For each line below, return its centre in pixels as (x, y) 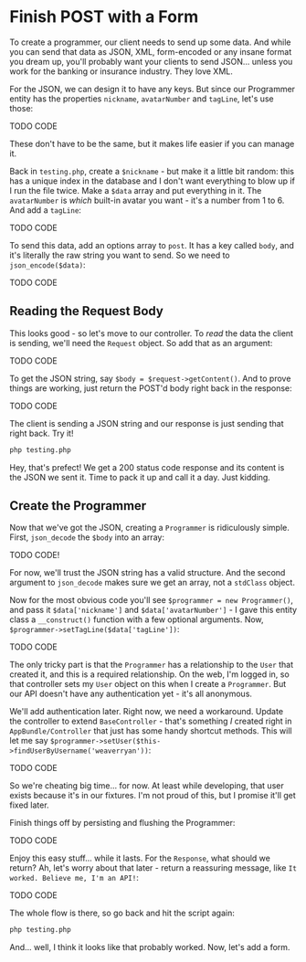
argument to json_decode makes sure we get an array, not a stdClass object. (152, 583)
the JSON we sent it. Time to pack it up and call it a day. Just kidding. (140, 477)
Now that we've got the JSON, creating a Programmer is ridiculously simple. (150, 528)
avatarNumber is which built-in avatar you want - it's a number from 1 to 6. (147, 200)
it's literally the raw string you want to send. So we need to (120, 255)
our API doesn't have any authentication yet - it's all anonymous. (131, 694)
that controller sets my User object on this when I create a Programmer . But (148, 684)
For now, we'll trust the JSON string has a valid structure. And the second (148, 573)
